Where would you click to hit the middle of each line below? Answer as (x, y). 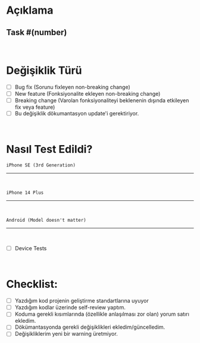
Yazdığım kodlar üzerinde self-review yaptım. (70, 307)
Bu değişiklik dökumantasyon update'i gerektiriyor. (77, 114)
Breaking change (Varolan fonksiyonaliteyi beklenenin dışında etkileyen (102, 100)
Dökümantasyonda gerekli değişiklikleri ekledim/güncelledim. (90, 327)
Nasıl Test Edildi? (49, 150)
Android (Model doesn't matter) (46, 221)
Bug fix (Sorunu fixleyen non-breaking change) (72, 87)
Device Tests (31, 248)
